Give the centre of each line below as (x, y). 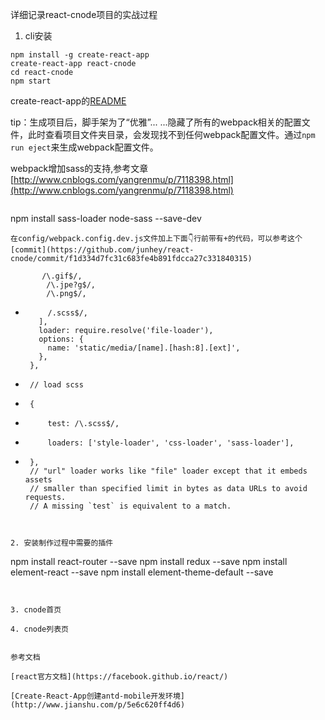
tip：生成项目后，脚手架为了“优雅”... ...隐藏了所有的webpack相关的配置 (156, 122)
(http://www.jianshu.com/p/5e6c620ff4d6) (98, 705)
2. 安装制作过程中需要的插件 (62, 543)
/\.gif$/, (62, 276)
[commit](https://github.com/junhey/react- (102, 250)
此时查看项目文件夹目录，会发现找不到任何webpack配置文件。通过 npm (171, 134)
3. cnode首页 (36, 610)
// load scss (56, 385)
